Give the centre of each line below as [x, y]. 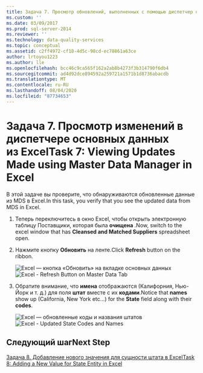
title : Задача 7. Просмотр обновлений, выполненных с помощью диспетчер [100, 12]
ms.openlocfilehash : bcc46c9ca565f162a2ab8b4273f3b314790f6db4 [88, 68]
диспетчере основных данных [88, 139]
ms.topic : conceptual [34, 46]
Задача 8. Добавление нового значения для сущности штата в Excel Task [101, 357]
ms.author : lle [25, 62]
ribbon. [24, 256]
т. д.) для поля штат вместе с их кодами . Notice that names [111, 292]
